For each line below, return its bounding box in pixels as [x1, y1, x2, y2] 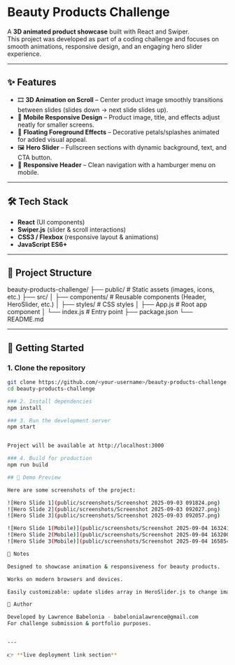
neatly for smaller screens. [17, 120, 94, 129]
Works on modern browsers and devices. [7, 575, 124, 582]
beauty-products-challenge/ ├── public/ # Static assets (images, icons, [7, 285, 215, 294]
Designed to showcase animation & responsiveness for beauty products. [7, 563, 220, 570]
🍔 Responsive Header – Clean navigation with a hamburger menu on [17, 160, 215, 169]
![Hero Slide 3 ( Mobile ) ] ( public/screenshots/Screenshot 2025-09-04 [7, 538, 208, 545]
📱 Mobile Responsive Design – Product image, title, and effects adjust [17, 113, 220, 121]
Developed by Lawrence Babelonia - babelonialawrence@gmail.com [7, 613, 199, 621]
